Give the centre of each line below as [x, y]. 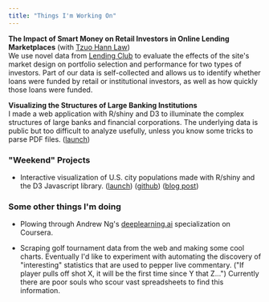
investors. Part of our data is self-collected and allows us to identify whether [134, 72]
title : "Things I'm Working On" [62, 16]
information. [40, 291]
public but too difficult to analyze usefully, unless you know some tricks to [131, 131]
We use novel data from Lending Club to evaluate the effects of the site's [129, 55]
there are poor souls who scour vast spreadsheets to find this [122, 282]
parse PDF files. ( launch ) [49, 139]
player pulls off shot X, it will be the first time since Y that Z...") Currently [139, 274]
